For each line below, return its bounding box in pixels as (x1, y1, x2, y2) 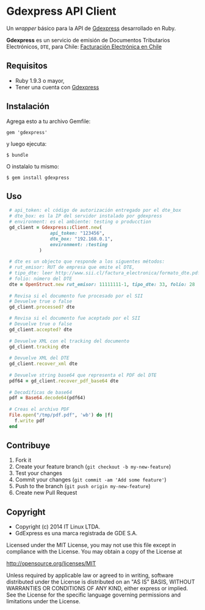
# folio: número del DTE (9, 276, 72, 282)
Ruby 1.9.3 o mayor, (15, 77, 65, 84)
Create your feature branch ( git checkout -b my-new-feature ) (15, 463, 171, 470)
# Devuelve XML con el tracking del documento (9, 338, 130, 344)
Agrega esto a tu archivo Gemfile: (6, 118, 91, 125)
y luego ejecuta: (6, 140, 47, 148)
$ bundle (6, 152, 29, 158)
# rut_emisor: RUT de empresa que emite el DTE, (9, 265, 135, 271)
